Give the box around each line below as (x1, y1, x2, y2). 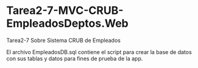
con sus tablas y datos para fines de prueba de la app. (6, 55, 143, 62)
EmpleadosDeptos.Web (6, 16, 129, 30)
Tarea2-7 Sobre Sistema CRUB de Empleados (6, 36, 121, 44)
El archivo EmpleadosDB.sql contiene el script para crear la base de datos (6, 48, 192, 55)
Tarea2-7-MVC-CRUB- (6, 4, 124, 18)
